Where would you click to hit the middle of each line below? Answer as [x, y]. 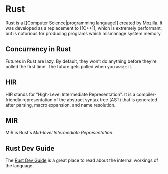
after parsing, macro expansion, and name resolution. [60, 105]
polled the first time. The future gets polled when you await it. [69, 66]
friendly [13, 100]
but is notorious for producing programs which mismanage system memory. [83, 33]
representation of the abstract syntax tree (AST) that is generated [90, 100]
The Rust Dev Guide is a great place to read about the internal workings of [82, 160]
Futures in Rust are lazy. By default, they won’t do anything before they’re [81, 61]
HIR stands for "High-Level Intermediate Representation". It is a [70, 94]
